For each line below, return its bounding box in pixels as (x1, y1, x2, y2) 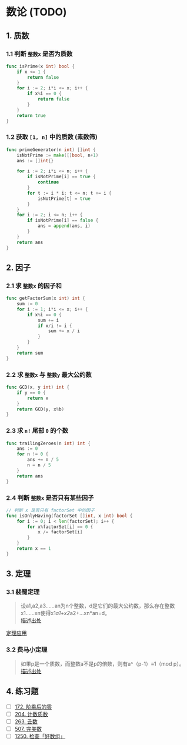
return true (16, 112, 46, 118)
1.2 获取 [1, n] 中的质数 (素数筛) (6, 133, 98, 141)
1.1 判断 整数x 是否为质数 (6, 49, 73, 58)
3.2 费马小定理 (6, 646, 48, 654)
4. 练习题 (6, 686, 39, 697)
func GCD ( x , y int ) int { (6, 385, 69, 390)
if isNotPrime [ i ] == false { (27, 218, 99, 223)
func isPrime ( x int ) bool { (6, 63, 75, 69)
